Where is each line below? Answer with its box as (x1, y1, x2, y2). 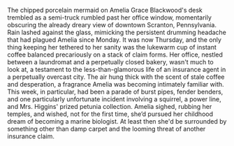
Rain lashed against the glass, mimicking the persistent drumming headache (7, 28, 227, 36)
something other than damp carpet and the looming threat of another (7, 125, 206, 133)
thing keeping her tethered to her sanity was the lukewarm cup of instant (7, 43, 217, 51)
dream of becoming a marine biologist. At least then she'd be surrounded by (7, 117, 227, 125)
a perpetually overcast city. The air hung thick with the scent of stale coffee (7, 73, 225, 81)
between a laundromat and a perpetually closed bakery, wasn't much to (7, 58, 214, 66)
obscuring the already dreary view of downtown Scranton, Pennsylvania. (7, 21, 217, 29)
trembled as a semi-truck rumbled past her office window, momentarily (7, 13, 212, 22)
